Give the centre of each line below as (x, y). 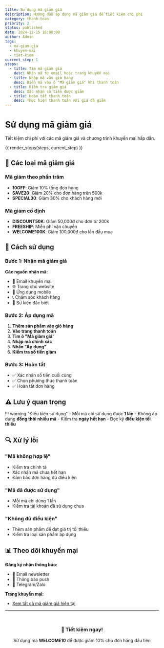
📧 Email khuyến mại (32, 281)
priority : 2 (17, 23)
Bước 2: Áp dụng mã (30, 315)
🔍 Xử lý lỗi (21, 440)
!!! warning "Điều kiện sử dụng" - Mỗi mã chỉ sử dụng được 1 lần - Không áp (81, 414)
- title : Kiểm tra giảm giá (38, 87)
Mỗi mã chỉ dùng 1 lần (34, 501)
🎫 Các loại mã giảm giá (40, 163)
